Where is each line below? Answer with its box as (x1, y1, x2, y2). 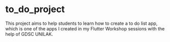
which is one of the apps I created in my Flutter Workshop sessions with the (5, 25, 165, 31)
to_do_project (5, 4, 65, 15)
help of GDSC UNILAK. (5, 31, 54, 37)
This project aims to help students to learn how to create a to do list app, (5, 20, 158, 26)
